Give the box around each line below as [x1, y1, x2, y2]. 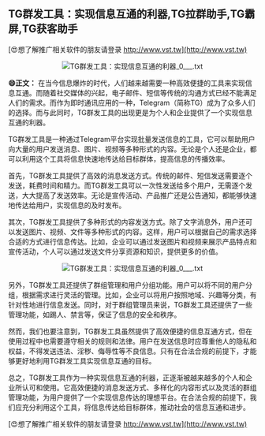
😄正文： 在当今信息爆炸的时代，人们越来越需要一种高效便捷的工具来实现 [8, 78, 246, 88]
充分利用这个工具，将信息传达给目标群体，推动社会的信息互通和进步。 [21, 402, 250, 412]
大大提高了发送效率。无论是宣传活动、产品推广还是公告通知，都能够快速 [21, 190, 257, 199]
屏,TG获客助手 [8, 22, 79, 35]
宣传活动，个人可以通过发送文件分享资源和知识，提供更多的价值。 [8, 247, 222, 256]
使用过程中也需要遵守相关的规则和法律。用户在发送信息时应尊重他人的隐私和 [8, 336, 257, 345]
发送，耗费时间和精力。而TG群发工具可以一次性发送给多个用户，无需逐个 [8, 181, 246, 190]
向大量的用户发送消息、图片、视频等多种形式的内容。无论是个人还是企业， [8, 144, 250, 154]
